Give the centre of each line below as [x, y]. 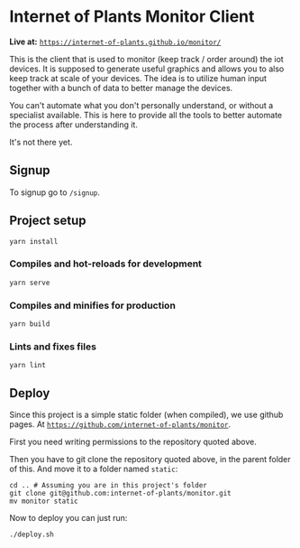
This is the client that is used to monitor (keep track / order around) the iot [146, 59]
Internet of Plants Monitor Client [132, 17]
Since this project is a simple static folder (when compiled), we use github [146, 415]
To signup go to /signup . [55, 192]
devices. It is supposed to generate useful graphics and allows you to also [147, 69]
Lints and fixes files [53, 347]
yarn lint [28, 366]
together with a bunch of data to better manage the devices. [121, 88]
